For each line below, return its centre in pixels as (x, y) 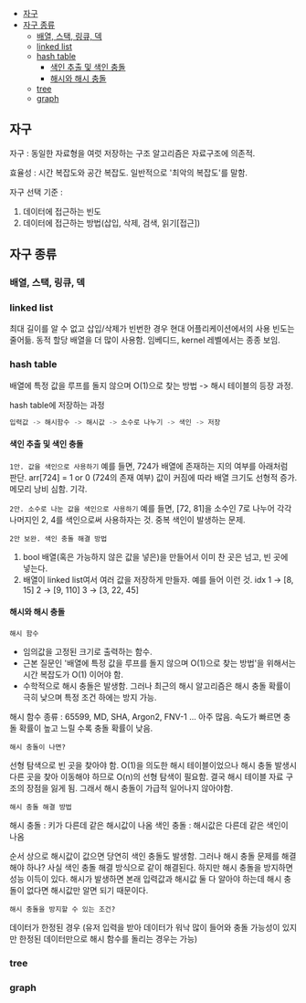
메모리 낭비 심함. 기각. (48, 489)
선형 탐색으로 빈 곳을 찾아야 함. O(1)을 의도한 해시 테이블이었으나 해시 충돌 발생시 (153, 765)
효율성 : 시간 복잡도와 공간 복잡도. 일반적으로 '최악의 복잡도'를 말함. (129, 173)
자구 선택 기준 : (37, 192)
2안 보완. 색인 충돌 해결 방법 (58, 538)
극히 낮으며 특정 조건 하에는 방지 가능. (90, 697)
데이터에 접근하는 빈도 (62, 211)
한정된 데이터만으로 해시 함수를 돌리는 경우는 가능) (108, 939)
